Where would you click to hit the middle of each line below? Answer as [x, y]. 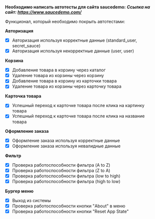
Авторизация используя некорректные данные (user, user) [73, 51]
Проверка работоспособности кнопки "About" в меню [69, 206]
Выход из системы [31, 200]
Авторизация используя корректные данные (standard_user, [75, 40]
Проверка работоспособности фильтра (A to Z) [61, 165]
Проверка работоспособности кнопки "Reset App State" [70, 211]
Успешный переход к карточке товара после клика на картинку [78, 106]
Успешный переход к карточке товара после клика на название [78, 116]
